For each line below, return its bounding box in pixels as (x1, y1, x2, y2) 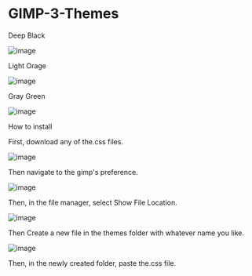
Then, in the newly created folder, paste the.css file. (8, 258, 177, 267)
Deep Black (8, 31, 46, 40)
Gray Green (8, 91, 46, 100)
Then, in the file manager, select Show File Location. (8, 198, 178, 207)
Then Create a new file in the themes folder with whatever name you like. (8, 228, 245, 238)
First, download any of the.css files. (8, 136, 124, 146)
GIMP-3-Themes (8, 5, 119, 23)
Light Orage (8, 60, 47, 71)
